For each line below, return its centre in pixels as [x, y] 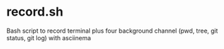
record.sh [35, 12]
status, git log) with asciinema [49, 37]
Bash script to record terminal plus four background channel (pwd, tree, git [112, 31]
